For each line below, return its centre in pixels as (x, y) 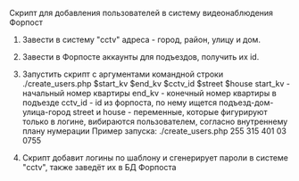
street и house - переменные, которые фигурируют (170, 112)
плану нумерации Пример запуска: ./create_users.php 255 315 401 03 (154, 131)
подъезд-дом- (246, 103)
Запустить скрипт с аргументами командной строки (123, 74)
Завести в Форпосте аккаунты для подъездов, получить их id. (141, 57)
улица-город (46, 112)
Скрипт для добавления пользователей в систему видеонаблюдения (141, 13)
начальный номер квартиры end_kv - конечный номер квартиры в (149, 93)
